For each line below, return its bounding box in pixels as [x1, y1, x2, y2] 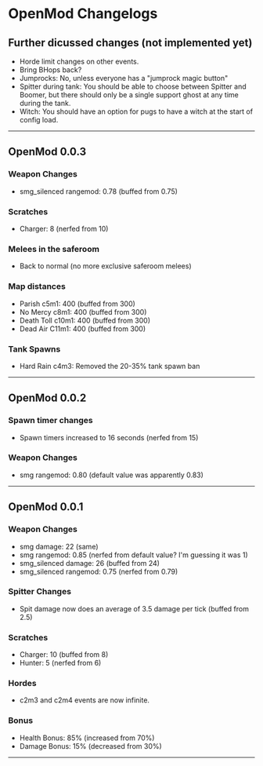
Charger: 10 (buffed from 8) [19, 650, 109, 659]
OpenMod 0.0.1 [8, 500, 84, 514]
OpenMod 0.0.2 [8, 392, 87, 405]
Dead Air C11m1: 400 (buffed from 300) [19, 323, 146, 334]
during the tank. [19, 99, 71, 108]
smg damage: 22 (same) [19, 542, 99, 551]
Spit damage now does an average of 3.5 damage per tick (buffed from [19, 604, 249, 613]
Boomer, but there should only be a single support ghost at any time [19, 90, 239, 99]
